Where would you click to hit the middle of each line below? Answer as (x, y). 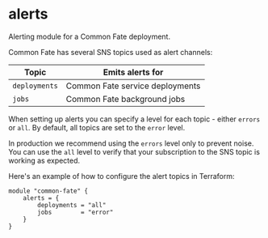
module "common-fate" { (48, 191)
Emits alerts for (133, 72)
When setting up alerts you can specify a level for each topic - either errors (134, 119)
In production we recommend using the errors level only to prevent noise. (131, 143)
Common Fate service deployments (133, 86)
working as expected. (44, 160)
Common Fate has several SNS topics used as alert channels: (111, 52)
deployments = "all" (72, 205)
